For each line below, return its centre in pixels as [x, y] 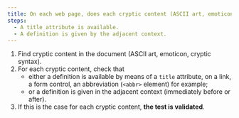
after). [37, 100]
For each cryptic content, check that [71, 69]
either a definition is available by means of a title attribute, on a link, [130, 77]
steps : [17, 21]
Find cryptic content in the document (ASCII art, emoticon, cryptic [114, 54]
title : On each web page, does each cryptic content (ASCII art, [106, 14]
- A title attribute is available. [67, 27]
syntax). [30, 62]
